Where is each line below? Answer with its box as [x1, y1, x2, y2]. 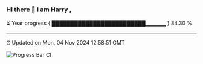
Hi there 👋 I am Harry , [6, 5, 72, 14]
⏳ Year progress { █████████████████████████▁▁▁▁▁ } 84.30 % [6, 19, 193, 27]
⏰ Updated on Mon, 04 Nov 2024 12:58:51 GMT [6, 39, 125, 46]
